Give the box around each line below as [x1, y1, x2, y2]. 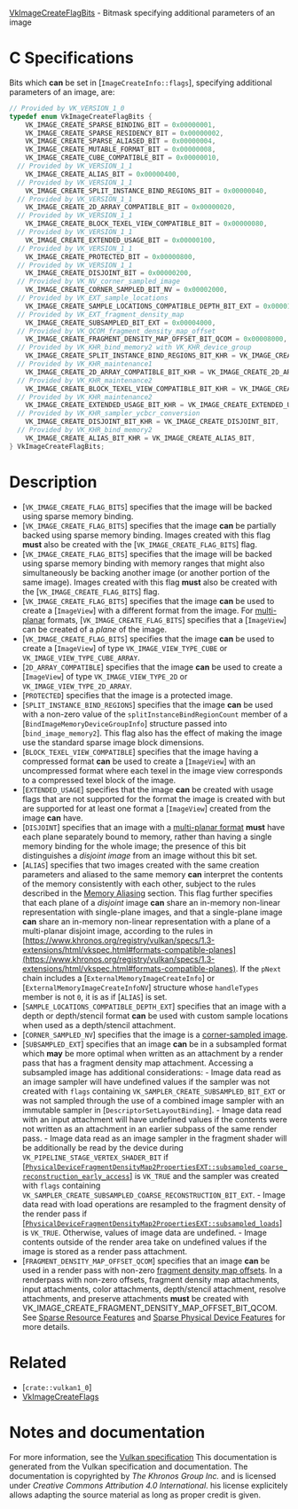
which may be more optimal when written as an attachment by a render [21, 1048, 284, 1058]
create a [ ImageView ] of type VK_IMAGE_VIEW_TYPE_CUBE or [21, 642, 228, 653]
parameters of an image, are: [9, 86, 115, 97]
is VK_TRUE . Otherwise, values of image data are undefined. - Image [21, 1227, 268, 1238]
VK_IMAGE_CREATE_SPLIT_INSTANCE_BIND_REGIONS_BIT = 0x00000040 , [25, 186, 268, 195]
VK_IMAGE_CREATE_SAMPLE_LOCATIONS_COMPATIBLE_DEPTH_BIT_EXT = [25, 302, 260, 310]
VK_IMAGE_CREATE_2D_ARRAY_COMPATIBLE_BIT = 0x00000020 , [25, 203, 237, 212]
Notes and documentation [9, 1422, 206, 1442]
